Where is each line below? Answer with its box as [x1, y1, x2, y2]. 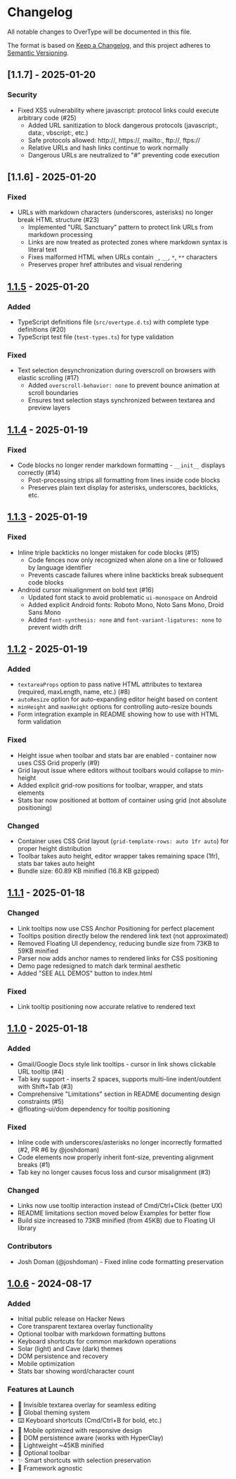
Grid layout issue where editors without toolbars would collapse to [17, 766, 209, 774]
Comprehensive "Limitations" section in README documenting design [17, 1090, 221, 1098]
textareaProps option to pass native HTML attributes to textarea [17, 680, 202, 689]
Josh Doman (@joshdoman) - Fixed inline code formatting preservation [17, 1257, 224, 1265]
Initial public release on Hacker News [17, 1315, 125, 1323]
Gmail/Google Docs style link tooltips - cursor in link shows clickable [17, 1060, 216, 1068]
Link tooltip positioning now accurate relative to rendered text [17, 1002, 196, 1010]
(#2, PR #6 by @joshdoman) [17, 1145, 100, 1154]
